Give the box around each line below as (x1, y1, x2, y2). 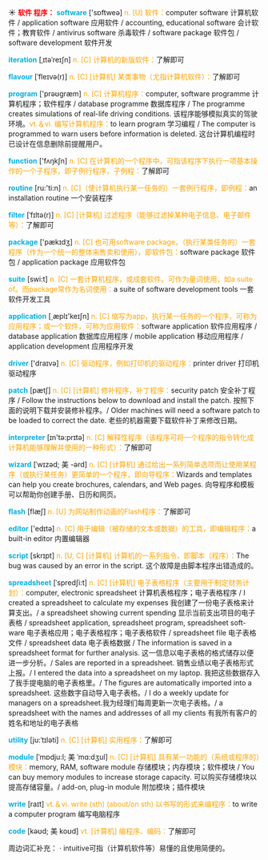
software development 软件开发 (8, 38, 113, 47)
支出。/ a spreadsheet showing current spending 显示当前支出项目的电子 (14, 608, 256, 617)
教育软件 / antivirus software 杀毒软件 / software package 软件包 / (22, 28, 240, 37)
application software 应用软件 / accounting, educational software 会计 (21, 18, 252, 27)
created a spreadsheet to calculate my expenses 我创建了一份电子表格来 (8, 598, 248, 608)
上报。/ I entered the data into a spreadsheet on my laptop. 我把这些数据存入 (8, 668, 261, 677)
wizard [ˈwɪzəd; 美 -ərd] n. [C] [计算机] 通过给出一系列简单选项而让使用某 (8, 460, 250, 469)
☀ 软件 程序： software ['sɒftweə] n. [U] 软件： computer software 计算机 (8, 8, 252, 17)
